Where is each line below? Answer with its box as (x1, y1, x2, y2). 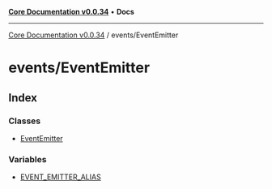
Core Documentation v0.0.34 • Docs (8, 7, 135, 16)
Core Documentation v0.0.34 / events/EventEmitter (8, 30, 179, 40)
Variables (8, 153, 47, 165)
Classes (8, 115, 41, 127)
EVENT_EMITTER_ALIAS (19, 172, 101, 182)
